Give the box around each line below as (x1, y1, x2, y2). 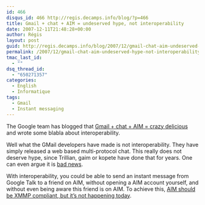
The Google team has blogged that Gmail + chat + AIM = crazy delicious (6, 122, 188, 130)
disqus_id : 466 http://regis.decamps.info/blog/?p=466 (6, 15, 149, 21)
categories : (6, 77, 37, 83)
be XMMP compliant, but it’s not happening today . (6, 192, 132, 199)
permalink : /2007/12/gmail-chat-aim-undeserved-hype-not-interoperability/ (6, 49, 203, 55)
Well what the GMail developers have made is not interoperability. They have (6, 141, 199, 148)
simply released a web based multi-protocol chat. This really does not (6, 147, 182, 155)
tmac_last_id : (6, 54, 43, 61)
